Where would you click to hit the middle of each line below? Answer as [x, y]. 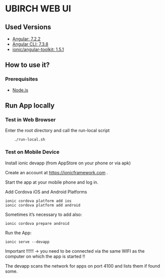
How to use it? [27, 65]
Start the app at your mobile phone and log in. [52, 182]
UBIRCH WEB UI [38, 9]
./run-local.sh [30, 139]
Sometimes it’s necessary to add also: [44, 214]
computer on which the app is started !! [45, 256]
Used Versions [28, 27]
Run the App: [19, 233]
